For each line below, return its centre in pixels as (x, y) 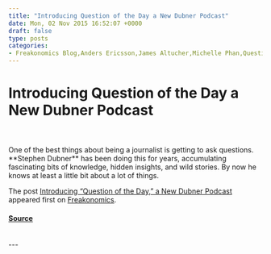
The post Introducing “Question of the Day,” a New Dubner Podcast (120, 191)
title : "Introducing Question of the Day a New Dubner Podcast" (119, 16)
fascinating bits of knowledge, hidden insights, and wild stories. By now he (132, 167)
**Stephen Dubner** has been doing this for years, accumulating (118, 158)
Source (21, 218)
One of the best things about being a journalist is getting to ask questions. (131, 149)
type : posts (28, 38)
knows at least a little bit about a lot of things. (84, 175)
